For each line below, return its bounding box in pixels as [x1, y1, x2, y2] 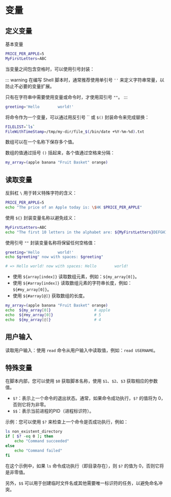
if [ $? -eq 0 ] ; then [5, 434, 53, 439]
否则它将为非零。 [12, 401, 49, 408]
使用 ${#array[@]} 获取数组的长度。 [12, 293, 88, 299]
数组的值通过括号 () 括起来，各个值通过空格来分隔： [5, 150, 116, 156]
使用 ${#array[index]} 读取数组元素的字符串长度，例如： [12, 280, 132, 286]
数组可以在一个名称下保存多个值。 [5, 139, 77, 145]
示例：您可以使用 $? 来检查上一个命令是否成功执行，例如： [5, 419, 129, 425]
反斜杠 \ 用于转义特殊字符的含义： [5, 190, 77, 196]
